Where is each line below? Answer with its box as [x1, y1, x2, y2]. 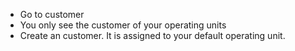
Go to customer [19, 9, 85, 20]
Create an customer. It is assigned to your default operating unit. [19, 30, 286, 41]
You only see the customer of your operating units [19, 19, 227, 31]
